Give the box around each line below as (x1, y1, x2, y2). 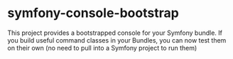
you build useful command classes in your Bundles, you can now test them (7, 36, 227, 44)
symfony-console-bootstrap (7, 5, 179, 21)
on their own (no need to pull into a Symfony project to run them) (7, 43, 197, 52)
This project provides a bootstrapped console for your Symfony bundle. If (7, 28, 222, 37)
